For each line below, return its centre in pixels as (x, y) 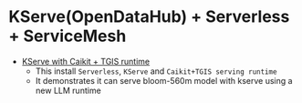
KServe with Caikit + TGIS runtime (86, 61)
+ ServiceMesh (68, 36)
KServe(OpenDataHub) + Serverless (149, 17)
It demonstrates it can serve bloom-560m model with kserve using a (164, 80)
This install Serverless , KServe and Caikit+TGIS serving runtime (156, 71)
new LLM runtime (68, 90)
